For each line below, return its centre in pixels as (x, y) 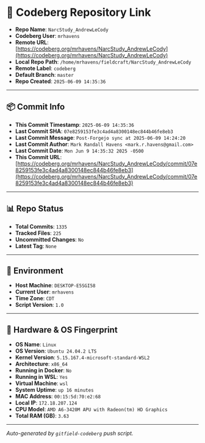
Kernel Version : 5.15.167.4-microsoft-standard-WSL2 (82, 358)
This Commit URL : (38, 157)
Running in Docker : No (43, 370)
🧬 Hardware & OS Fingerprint (62, 330)
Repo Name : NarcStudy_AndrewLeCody (62, 29)
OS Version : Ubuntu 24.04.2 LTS (56, 351)
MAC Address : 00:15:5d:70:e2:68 (58, 397)
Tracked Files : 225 (38, 233)
